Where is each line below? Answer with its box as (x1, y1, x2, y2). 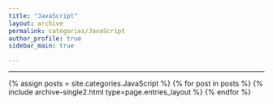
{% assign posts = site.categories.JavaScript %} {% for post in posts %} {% (8, 78, 264, 89)
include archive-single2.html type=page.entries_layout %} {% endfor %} (8, 87, 252, 97)
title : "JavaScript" (8, 11, 79, 20)
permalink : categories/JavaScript (8, 27, 126, 35)
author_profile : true (8, 34, 82, 43)
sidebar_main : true (8, 42, 75, 50)
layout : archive (8, 19, 63, 27)
